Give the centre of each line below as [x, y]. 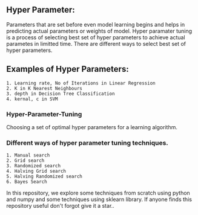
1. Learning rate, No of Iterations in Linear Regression [81, 83]
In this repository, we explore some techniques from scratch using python [98, 193]
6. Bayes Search [27, 182]
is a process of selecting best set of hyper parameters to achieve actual [96, 37]
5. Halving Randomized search [45, 177]
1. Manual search [28, 156]
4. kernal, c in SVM [32, 99]
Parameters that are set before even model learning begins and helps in [96, 24]
